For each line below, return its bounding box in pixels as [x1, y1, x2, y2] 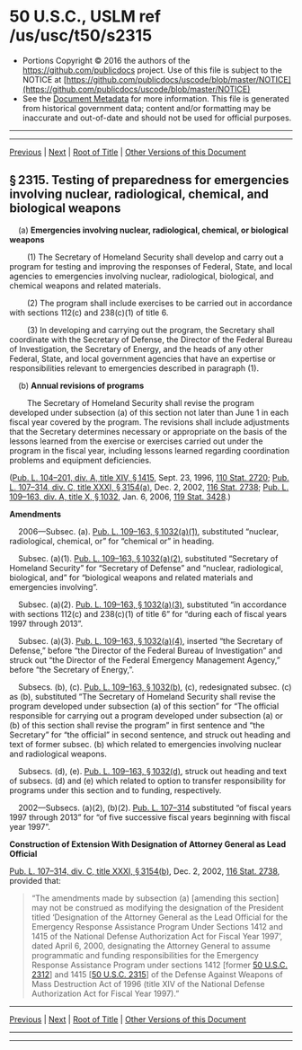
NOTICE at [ [22, 74, 67, 84]
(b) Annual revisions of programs [17, 380, 145, 391]
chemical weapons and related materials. [9, 280, 162, 291]
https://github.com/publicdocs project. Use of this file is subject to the [22, 65, 283, 75]
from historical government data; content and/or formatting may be [22, 102, 271, 113]
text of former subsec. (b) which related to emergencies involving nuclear [9, 738, 282, 749]
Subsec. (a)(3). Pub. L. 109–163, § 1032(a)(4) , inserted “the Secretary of [17, 635, 283, 646]
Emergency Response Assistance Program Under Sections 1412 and [31, 921, 283, 931]
